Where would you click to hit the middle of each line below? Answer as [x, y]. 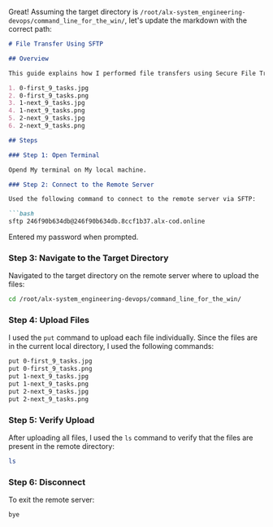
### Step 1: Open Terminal [54, 155]
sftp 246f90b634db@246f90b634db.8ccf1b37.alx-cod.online [107, 222]
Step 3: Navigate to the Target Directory [89, 258]
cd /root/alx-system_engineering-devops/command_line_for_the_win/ [125, 299]
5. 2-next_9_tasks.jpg [47, 118]
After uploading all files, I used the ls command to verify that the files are [131, 438]
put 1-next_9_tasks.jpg [49, 377]
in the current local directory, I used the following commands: [111, 346]
